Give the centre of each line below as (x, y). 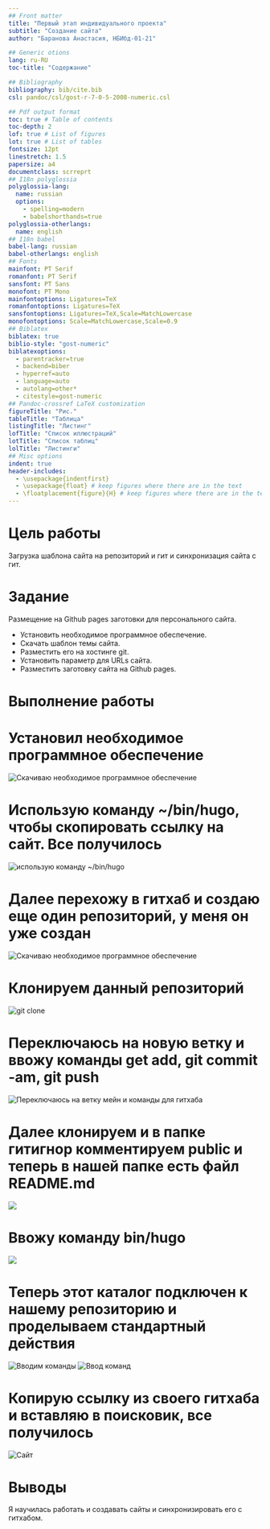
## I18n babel (32, 239)
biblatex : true (34, 336)
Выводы (37, 1487)
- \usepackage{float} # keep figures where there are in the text (129, 486)
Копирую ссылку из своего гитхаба (134, 1398)
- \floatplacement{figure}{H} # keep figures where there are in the (134, 494)
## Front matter (35, 16)
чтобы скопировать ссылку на (116, 827)
